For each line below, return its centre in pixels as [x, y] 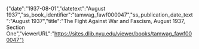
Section [16, 27]
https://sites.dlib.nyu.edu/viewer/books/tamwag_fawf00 [123, 34]
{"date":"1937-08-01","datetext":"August [56, 9]
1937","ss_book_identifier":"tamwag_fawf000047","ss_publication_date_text [99, 15]
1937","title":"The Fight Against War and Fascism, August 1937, [108, 21]
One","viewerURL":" [30, 34]
